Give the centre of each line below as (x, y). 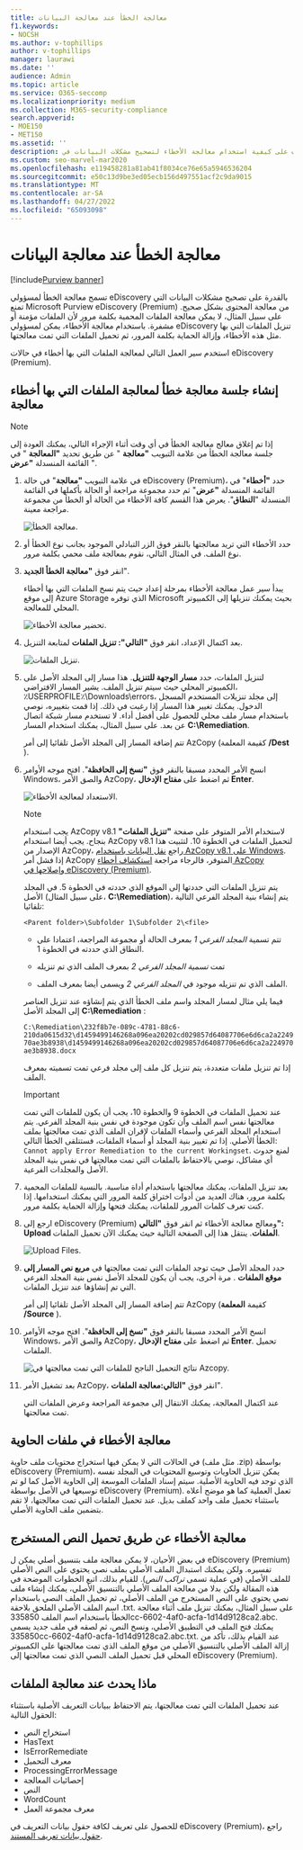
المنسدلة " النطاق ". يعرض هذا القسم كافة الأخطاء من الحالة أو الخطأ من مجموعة (156, 499)
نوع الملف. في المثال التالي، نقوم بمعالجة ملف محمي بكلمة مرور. (132, 553)
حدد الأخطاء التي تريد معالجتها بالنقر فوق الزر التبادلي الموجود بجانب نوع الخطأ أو (157, 543)
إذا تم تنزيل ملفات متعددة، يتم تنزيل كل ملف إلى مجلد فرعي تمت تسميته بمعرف (157, 1067)
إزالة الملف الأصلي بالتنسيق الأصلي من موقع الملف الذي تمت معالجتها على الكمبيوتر (150, 1646)
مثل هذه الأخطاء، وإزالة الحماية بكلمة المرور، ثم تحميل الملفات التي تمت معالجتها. (146, 335)
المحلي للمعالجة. (51, 607)
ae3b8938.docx (49, 1051)
